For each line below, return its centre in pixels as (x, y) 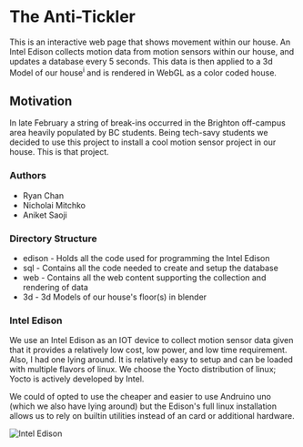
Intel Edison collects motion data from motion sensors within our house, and (152, 51)
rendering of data (56, 287)
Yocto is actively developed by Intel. (77, 379)
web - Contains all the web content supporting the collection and (144, 278)
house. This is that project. (59, 152)
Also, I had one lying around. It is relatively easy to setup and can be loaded (151, 360)
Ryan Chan (43, 195)
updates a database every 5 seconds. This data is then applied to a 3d (141, 61)
